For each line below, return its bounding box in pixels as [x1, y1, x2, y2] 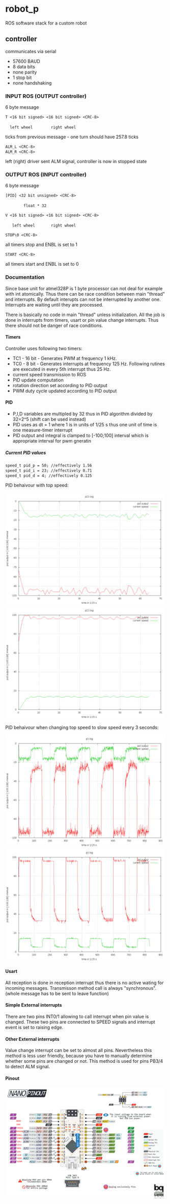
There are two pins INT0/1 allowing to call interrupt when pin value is [5, 1013, 149, 1019]
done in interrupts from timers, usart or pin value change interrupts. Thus [5, 317, 159, 323]
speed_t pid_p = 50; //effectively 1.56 [5, 463, 93, 468]
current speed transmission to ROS [12, 371, 87, 377]
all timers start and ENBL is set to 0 [5, 261, 79, 267]
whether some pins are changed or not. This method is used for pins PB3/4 [5, 1058, 163, 1064]
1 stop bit [12, 74, 32, 81]
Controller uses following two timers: [5, 345, 82, 351]
